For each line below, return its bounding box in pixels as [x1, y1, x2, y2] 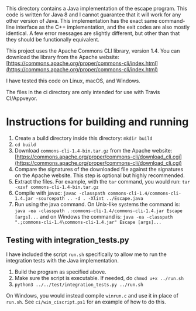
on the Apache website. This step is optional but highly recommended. [14, 172, 185, 179]
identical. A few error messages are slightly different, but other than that [6, 30, 180, 37]
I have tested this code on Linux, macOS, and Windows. [6, 77, 140, 84]
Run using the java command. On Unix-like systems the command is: [14, 201, 180, 208]
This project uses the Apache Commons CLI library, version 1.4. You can [6, 47, 180, 54]
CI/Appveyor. [6, 95, 38, 102]
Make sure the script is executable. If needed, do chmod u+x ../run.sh [14, 274, 184, 281]
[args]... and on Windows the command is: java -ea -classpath [14, 213, 173, 220]
